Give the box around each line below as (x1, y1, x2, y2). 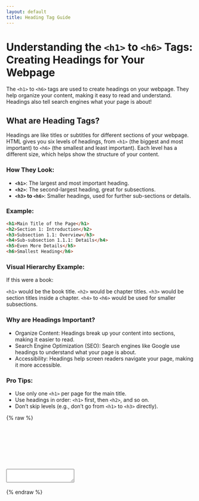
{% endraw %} (6, 488, 43, 496)
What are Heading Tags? (6, 115, 100, 126)
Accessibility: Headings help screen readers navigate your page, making (14, 355, 194, 362)
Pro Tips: (6, 376, 33, 385)
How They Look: (6, 166, 55, 174)
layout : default (6, 8, 47, 15)
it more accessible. (14, 361, 62, 368)
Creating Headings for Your (6, 53, 145, 67)
